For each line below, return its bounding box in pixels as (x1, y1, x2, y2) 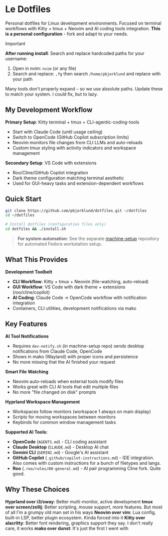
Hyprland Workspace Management (5, 398, 80, 405)
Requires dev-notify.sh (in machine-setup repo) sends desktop (12, 343, 144, 349)
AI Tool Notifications (5, 333, 49, 339)
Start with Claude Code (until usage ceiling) (12, 129, 103, 135)
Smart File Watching (5, 368, 49, 375)
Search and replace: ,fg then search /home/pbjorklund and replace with (12, 70, 161, 76)
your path (12, 76, 33, 82)
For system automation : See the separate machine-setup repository (17, 236, 159, 242)
